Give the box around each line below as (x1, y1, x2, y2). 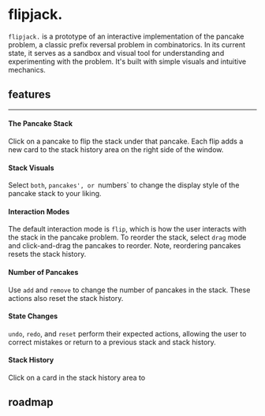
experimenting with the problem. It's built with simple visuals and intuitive (8, 57, 247, 66)
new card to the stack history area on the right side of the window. (8, 144, 224, 154)
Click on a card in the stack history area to (8, 373, 146, 382)
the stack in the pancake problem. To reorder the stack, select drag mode (8, 232, 247, 242)
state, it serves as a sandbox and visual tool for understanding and (8, 48, 225, 58)
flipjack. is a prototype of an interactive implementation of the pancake (8, 32, 244, 41)
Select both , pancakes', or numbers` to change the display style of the (8, 180, 240, 190)
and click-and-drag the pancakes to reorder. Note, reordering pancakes (8, 241, 241, 251)
